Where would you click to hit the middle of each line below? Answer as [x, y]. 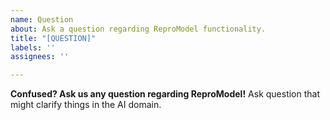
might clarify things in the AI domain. [86, 105]
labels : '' [33, 47]
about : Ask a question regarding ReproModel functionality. [138, 29]
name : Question [42, 19]
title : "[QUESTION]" [53, 38]
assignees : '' [40, 57]
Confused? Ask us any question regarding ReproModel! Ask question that [165, 94]
